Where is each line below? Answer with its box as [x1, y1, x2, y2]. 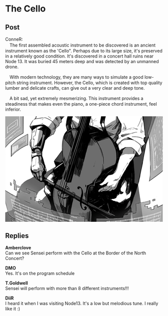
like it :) [5, 306, 20, 312]
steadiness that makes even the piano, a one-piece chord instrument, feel [5, 101, 157, 107]
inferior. [5, 106, 21, 112]
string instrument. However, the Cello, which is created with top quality [16, 80, 162, 86]
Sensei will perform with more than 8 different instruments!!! [5, 285, 129, 291]
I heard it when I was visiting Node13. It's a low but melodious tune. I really [5, 300, 158, 306]
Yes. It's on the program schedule [5, 270, 75, 276]
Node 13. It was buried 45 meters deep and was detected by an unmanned [5, 59, 159, 64]
